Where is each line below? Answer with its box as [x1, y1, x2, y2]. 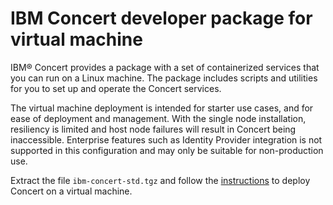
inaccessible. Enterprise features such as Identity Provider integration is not [10, 133, 323, 146]
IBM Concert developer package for [10, 7, 313, 30]
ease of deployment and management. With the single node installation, [10, 112, 307, 124]
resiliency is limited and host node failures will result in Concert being [10, 123, 297, 135]
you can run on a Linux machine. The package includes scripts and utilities [10, 72, 318, 84]
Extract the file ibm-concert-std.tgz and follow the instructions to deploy [10, 174, 311, 186]
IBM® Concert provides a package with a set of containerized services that [10, 61, 320, 73]
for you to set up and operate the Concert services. [10, 82, 222, 94]
